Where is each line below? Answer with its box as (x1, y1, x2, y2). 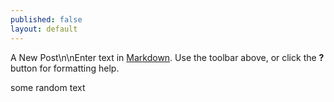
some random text (10, 81, 86, 93)
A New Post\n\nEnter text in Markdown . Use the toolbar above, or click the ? (10, 51, 325, 63)
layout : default (10, 24, 78, 34)
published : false (10, 14, 83, 25)
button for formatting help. (10, 62, 120, 74)
